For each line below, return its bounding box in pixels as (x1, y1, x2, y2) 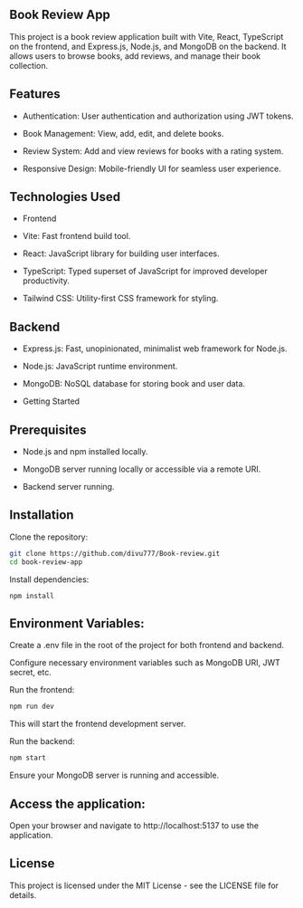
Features (9, 86, 61, 102)
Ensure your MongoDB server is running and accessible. (9, 769, 220, 781)
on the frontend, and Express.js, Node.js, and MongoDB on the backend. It (9, 41, 287, 52)
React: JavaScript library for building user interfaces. (22, 248, 220, 259)
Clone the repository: (9, 531, 89, 542)
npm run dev (9, 702, 54, 712)
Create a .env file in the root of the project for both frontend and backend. (9, 640, 285, 651)
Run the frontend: (9, 684, 75, 695)
